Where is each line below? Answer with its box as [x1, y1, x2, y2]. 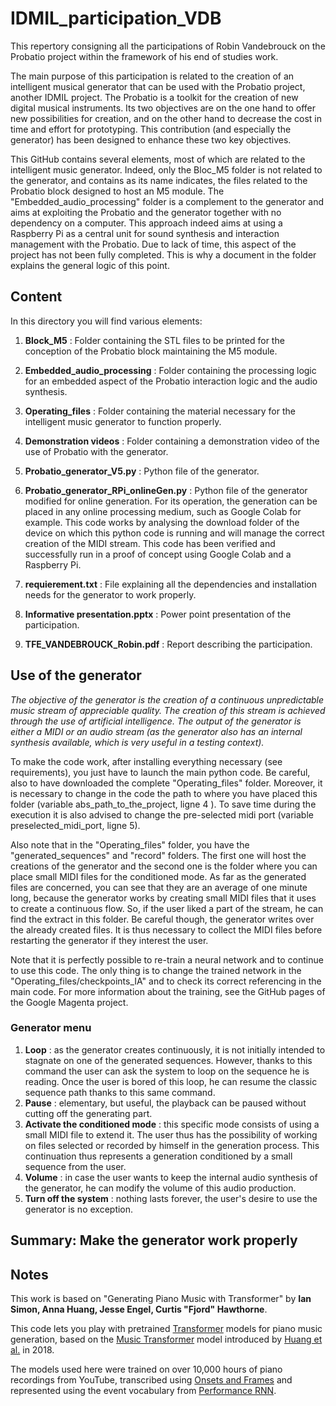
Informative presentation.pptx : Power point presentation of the [24, 608, 292, 620]
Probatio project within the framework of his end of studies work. [10, 50, 279, 62]
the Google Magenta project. [10, 996, 129, 1008]
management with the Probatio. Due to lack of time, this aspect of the [10, 238, 297, 250]
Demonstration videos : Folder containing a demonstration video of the [24, 435, 320, 447]
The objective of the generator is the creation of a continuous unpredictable [10, 693, 325, 706]
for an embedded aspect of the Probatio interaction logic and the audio [24, 375, 318, 387]
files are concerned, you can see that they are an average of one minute [10, 881, 308, 893]
